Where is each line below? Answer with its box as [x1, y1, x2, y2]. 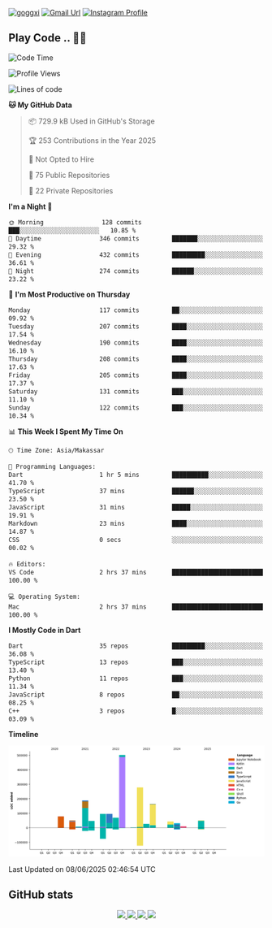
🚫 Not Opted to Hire [28, 154, 95, 164]
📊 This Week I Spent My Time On [8, 427, 123, 436]
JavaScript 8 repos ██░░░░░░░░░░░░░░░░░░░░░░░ [8, 691, 264, 699]
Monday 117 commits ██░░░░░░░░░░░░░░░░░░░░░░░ [8, 306, 264, 314]
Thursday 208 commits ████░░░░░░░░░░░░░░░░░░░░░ [8, 354, 264, 363]
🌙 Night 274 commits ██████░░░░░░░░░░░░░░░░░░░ [8, 267, 264, 275]
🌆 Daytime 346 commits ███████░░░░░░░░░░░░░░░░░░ [8, 234, 264, 243]
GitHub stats [8, 888, 74, 902]
